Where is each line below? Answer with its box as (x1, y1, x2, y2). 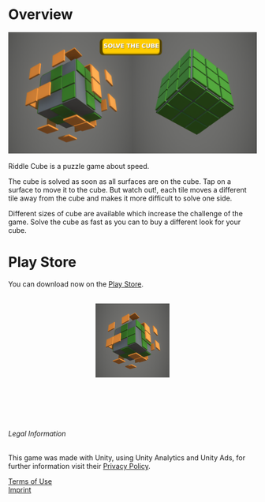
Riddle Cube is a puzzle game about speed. (8, 162, 150, 171)
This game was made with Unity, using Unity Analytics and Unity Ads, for (8, 453, 246, 463)
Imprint (8, 485, 32, 495)
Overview (8, 6, 73, 24)
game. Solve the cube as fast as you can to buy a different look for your (8, 217, 241, 227)
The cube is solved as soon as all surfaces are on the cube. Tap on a (8, 177, 231, 186)
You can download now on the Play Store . (8, 279, 144, 289)
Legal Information (8, 429, 66, 438)
